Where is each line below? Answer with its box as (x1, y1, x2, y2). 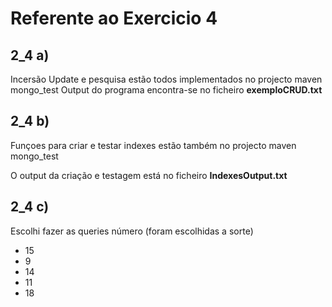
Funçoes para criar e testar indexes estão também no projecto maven (10, 139, 297, 151)
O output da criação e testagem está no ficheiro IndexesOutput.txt (10, 169, 288, 181)
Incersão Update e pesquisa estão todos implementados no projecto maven (10, 73, 323, 85)
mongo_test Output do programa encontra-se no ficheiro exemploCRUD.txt (10, 84, 323, 96)
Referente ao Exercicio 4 (10, 7, 218, 30)
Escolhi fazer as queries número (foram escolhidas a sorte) (10, 225, 254, 237)
